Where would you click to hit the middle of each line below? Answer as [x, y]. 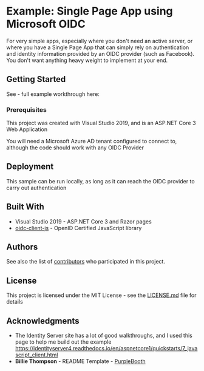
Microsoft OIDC [46, 24]
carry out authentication [36, 188]
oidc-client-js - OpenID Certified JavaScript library [78, 228]
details [15, 302]
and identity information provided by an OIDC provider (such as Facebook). [100, 53]
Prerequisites [26, 109]
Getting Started [36, 79]
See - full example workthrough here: [53, 94]
